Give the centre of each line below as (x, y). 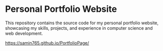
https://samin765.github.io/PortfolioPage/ (47, 43)
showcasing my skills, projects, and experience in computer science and (79, 28)
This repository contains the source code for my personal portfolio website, (82, 23)
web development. (24, 33)
